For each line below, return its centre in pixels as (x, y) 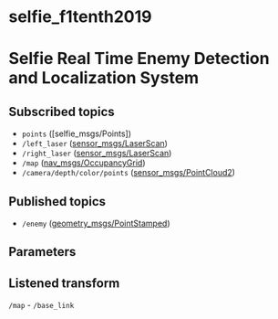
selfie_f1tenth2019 (80, 17)
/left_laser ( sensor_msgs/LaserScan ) (94, 144)
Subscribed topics (62, 112)
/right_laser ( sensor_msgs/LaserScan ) (97, 154)
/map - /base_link (41, 305)
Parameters (42, 252)
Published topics (57, 202)
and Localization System (104, 78)
